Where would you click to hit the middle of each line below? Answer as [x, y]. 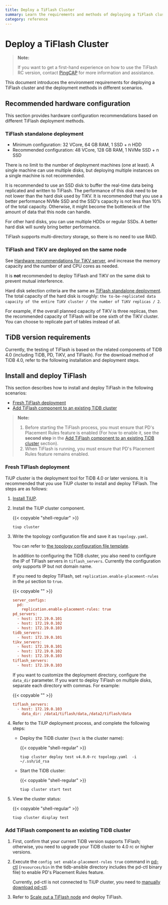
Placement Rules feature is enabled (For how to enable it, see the [92, 433]
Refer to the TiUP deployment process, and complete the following [81, 723]
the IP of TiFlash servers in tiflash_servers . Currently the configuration [86, 561]
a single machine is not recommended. [45, 176]
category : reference [27, 19]
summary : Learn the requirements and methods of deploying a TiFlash [79, 15]
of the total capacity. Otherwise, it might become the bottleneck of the [77, 207]
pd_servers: [25, 614]
